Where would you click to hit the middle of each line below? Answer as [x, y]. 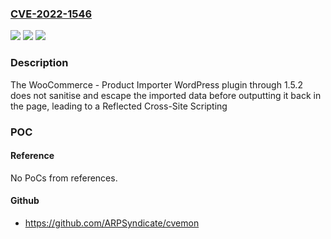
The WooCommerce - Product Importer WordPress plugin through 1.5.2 [156, 84]
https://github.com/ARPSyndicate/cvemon [112, 223]
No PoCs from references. [64, 178]
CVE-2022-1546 [51, 14]
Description [39, 63]
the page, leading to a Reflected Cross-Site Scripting [119, 106]
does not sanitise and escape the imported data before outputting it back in [166, 95]
